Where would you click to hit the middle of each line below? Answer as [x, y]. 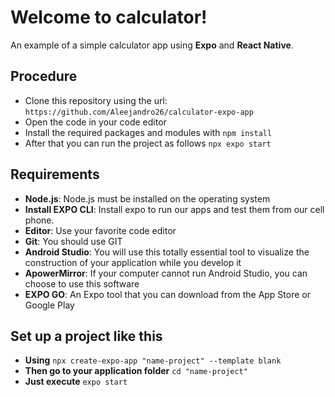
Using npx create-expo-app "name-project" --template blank [153, 360]
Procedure [44, 76]
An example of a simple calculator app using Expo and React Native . [152, 45]
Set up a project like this [86, 336]
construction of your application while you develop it [133, 262]
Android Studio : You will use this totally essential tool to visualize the [167, 252]
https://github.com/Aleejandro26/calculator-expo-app [139, 112]
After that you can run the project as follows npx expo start [148, 143]
